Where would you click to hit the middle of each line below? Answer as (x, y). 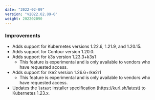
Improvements (23, 36)
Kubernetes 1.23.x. (31, 93)
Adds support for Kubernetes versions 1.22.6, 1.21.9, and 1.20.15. (77, 46)
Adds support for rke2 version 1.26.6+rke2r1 (57, 72)
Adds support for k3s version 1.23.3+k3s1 (54, 57)
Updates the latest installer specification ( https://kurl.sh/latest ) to (79, 88)
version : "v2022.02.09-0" (31, 14)
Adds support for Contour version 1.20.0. (53, 51)
